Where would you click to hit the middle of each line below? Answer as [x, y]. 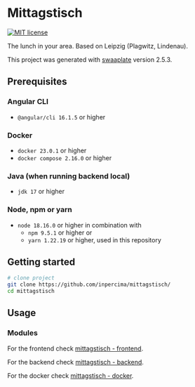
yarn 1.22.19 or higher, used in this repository [94, 240]
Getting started [41, 262]
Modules [23, 333]
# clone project [31, 278]
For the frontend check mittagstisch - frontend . [75, 348]
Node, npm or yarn [40, 210]
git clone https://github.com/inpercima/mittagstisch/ [89, 285]
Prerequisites [37, 82]
